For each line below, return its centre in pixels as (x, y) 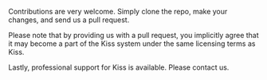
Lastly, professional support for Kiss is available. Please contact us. (119, 67)
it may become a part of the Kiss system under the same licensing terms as (132, 44)
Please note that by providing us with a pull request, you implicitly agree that (133, 35)
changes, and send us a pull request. (69, 20)
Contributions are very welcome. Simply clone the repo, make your (118, 11)
